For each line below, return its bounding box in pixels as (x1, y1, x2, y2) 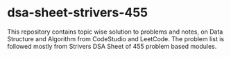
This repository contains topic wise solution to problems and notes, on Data (7, 27, 223, 36)
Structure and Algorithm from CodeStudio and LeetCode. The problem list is (7, 34, 224, 43)
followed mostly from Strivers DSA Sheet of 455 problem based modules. (7, 42, 217, 50)
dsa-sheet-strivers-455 (7, 5, 148, 21)
